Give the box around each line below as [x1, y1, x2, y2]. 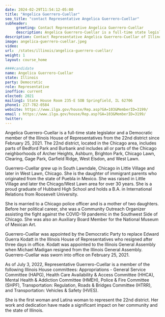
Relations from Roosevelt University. [5, 191, 79, 197]
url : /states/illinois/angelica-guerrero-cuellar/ [5, 48, 113, 53]
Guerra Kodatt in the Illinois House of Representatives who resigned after [5, 236, 153, 242]
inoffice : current [5, 89, 43, 94]
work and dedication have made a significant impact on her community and [5, 302, 158, 308]
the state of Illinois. [5, 307, 44, 313]
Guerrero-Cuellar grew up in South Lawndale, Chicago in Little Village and [5, 165, 155, 171]
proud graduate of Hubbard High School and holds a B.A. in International [5, 186, 152, 192]
